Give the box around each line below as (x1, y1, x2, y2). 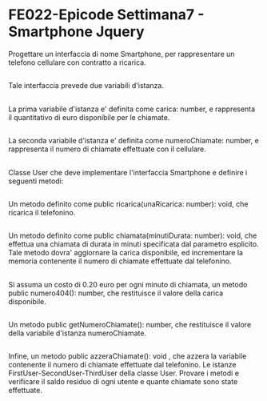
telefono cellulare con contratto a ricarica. (8, 58, 146, 67)
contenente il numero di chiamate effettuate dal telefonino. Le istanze (8, 360, 237, 370)
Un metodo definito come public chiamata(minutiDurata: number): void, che (8, 231, 257, 241)
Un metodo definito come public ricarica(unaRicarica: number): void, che (8, 198, 249, 209)
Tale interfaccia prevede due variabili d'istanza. (8, 81, 164, 90)
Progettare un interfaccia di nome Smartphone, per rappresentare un (8, 49, 235, 58)
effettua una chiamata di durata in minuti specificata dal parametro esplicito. (8, 239, 259, 249)
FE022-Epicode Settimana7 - (8, 6, 205, 24)
